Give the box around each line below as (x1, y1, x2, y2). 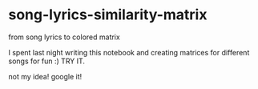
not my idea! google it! (8, 71, 83, 81)
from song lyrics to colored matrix (8, 32, 120, 42)
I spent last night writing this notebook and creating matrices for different (8, 47, 250, 57)
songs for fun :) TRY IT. (8, 56, 86, 66)
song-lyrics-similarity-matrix (8, 6, 208, 24)
